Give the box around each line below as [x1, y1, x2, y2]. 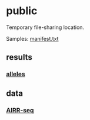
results [6, 52, 32, 63]
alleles [6, 70, 25, 78]
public [6, 4, 38, 18]
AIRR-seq [6, 106, 34, 114]
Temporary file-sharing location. [6, 24, 84, 31]
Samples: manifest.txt [6, 35, 59, 42]
